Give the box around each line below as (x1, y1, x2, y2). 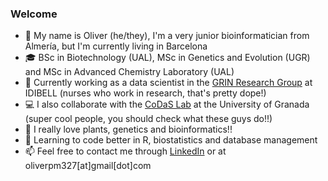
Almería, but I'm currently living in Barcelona (24, 40, 208, 52)
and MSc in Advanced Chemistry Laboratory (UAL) (24, 66, 235, 78)
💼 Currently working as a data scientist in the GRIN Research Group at (24, 77, 313, 89)
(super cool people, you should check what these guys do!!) (24, 113, 273, 125)
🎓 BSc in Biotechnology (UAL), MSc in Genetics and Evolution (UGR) (24, 52, 311, 64)
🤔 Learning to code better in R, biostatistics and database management (24, 134, 318, 146)
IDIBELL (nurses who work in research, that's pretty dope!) (24, 87, 267, 99)
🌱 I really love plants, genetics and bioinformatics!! (24, 123, 233, 136)
